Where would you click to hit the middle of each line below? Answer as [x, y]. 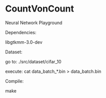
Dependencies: [21, 32]
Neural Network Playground [34, 23]
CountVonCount [39, 9]
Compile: [14, 81]
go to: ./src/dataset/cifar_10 [33, 61]
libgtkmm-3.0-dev [24, 42]
